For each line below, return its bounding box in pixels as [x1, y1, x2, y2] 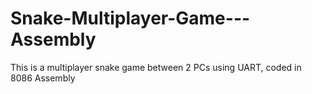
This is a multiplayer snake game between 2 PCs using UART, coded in [10, 61, 302, 73]
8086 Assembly [10, 72, 76, 84]
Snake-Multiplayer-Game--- [10, 7, 251, 30]
